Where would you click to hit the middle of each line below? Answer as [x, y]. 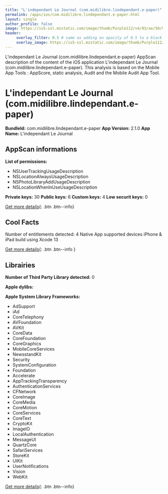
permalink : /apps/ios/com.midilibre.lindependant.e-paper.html [72, 15]
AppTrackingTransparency [39, 381]
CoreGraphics [27, 344]
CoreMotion [25, 408]
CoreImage [24, 397]
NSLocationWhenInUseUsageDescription [55, 187]
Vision [19, 471]
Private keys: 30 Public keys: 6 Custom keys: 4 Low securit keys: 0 [76, 197]
